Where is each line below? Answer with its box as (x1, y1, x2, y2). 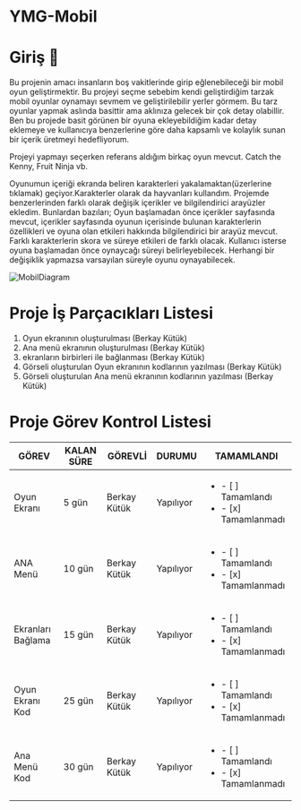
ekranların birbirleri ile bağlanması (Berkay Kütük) (21, 352, 205, 363)
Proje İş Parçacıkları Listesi (9, 303, 213, 323)
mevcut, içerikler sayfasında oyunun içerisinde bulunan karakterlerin (9, 217, 262, 228)
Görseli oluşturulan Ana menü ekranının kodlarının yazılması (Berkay (21, 371, 274, 382)
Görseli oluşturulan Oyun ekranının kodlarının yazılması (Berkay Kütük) (21, 361, 282, 373)
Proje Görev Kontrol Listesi (9, 412, 212, 432)
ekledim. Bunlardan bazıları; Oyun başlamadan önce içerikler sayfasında (9, 207, 276, 218)
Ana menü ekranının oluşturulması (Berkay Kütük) (21, 342, 205, 353)
